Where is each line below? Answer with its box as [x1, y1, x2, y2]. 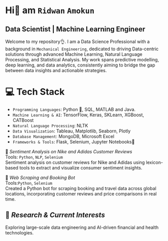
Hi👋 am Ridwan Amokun [5, 5, 95, 16]
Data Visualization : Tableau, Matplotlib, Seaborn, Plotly [12, 128, 131, 134]
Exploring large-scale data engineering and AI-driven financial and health [5, 224, 159, 230]
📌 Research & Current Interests [5, 211, 105, 220]
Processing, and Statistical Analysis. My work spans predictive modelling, [5, 57, 159, 62]
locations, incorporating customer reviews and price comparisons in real [5, 190, 157, 197]
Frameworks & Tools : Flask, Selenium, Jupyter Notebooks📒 [12, 139, 135, 145]
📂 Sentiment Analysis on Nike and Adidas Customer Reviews [5, 148, 132, 154]
